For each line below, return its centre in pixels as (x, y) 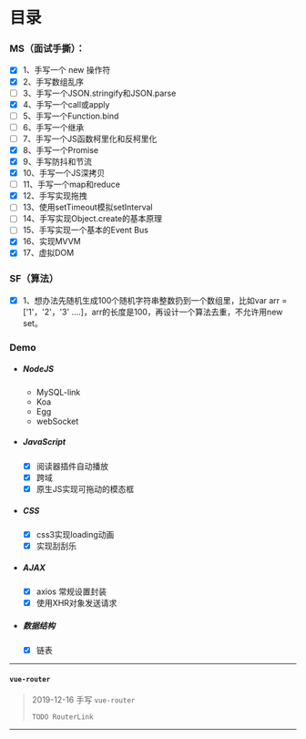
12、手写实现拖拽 (55, 196)
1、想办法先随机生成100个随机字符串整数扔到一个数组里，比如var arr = (155, 300)
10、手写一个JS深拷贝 (64, 173)
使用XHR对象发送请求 (76, 603)
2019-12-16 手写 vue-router (83, 700)
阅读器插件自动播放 (72, 466)
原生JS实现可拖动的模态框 (85, 488)
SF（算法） (34, 279)
